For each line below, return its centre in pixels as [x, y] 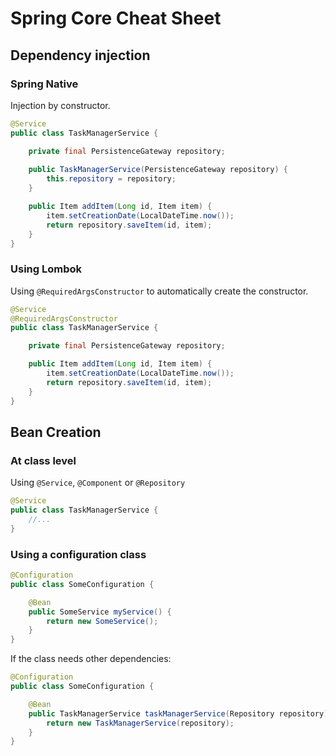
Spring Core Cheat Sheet [116, 18]
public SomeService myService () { [100, 612]
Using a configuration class [78, 554]
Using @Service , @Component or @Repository [98, 483]
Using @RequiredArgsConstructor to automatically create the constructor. [159, 291]
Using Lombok [46, 269]
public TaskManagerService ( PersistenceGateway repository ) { [158, 170]
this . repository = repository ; [111, 179]
